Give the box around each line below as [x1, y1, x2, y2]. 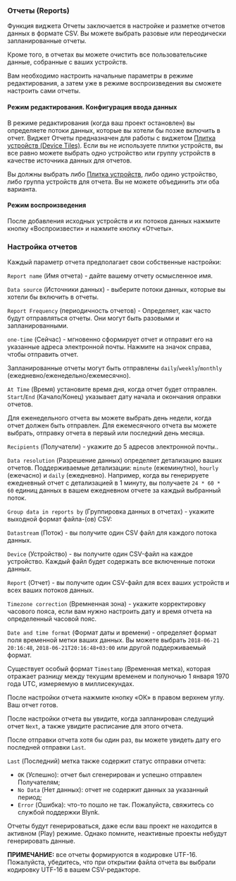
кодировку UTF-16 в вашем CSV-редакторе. [7, 865, 141, 874]
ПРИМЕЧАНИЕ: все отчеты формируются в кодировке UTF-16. [7, 851, 197, 858]
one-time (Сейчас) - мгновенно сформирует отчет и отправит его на [7, 335, 213, 343]
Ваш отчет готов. [7, 701, 58, 709]
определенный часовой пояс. [7, 615, 97, 623]
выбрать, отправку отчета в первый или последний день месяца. [7, 429, 205, 437]
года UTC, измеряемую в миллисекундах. [7, 680, 135, 687]
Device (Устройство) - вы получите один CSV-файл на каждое [7, 550, 194, 558]
